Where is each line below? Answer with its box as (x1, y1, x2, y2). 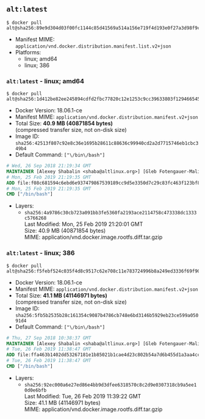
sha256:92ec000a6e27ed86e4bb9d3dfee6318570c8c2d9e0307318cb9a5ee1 (24, 382, 197, 388)
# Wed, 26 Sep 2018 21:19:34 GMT (6, 163, 92, 169)
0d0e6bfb (24, 387, 47, 393)
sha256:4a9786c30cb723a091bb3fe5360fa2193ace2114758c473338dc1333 (24, 210, 197, 216)
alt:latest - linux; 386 (6, 249, 75, 257)
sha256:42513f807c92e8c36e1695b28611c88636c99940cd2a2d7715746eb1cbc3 (15, 140, 199, 147)
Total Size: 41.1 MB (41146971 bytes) (15, 291, 108, 299)
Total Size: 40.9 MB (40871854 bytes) (15, 120, 113, 127)
